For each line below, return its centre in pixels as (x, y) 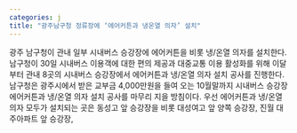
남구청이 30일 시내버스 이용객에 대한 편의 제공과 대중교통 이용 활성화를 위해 (140, 63)
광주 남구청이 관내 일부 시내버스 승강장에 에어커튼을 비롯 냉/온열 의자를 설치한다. (148, 52)
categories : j (36, 17)
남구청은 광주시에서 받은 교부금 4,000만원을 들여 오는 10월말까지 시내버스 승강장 (148, 85)
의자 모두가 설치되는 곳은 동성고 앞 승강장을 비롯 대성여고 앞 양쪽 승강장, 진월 (142, 107)
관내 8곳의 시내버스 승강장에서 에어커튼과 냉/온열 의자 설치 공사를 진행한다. (155, 74)
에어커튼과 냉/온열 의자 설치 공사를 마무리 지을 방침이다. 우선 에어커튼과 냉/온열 (146, 96)
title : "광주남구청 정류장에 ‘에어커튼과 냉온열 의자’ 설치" (105, 26)
